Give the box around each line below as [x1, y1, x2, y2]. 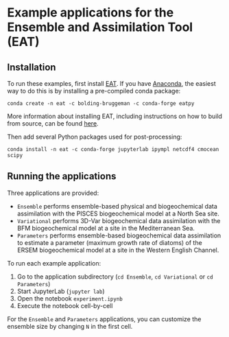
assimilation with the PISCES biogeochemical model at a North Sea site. [16, 209, 219, 218]
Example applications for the [7, 5, 174, 21]
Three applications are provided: [7, 189, 99, 197]
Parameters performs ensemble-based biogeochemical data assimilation [16, 231, 221, 240]
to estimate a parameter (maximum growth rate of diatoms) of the [16, 238, 202, 246]
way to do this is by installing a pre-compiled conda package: [7, 87, 181, 95]
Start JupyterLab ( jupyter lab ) [16, 287, 105, 295]
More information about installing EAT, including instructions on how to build [7, 112, 223, 120]
